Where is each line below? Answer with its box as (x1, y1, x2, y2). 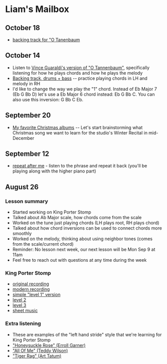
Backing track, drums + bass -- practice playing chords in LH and (12, 75, 147, 81)
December (12, 135, 34, 141)
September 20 (5, 111, 51, 120)
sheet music (12, 307, 38, 314)
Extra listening (5, 320, 41, 327)
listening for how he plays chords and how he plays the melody (12, 70, 143, 76)
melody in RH (12, 80, 40, 86)
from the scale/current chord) (12, 241, 74, 247)
